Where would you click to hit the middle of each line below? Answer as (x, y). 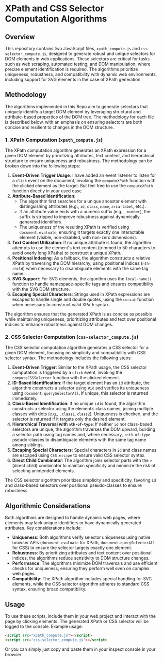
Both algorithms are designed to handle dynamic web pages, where (73, 518)
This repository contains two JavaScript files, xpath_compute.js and (73, 48)
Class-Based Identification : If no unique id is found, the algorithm (79, 404)
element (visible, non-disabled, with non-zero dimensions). (78, 238)
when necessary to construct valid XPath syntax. (61, 305)
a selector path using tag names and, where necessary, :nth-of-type (81, 435)
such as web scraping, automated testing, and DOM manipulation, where (78, 64)
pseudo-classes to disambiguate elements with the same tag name (79, 440)
